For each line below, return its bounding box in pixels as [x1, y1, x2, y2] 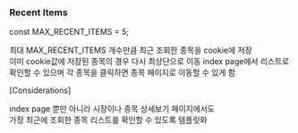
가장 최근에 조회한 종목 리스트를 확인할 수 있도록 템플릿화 [9, 114, 208, 126]
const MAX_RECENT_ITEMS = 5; [9, 27, 130, 37]
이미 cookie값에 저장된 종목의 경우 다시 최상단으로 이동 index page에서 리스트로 [9, 56, 290, 67]
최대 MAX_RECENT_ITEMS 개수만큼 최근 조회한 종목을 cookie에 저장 [9, 45, 252, 55]
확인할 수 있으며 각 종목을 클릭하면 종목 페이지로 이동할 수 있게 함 [9, 67, 235, 78]
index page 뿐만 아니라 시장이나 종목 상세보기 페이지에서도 [9, 104, 216, 114]
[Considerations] [9, 85, 72, 96]
